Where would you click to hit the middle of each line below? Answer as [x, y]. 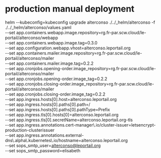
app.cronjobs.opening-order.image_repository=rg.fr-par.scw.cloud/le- [86, 68]
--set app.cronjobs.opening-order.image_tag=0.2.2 [56, 79]
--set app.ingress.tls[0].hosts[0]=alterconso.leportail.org [62, 115]
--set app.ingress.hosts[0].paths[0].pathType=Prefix [57, 109]
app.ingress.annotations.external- [50, 135]
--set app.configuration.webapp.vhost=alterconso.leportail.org [68, 48]
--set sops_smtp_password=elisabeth [43, 150]
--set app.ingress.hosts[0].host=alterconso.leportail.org [61, 99]
